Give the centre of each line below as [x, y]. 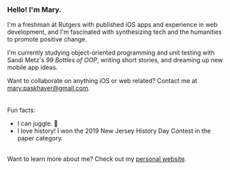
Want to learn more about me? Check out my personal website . [97, 159]
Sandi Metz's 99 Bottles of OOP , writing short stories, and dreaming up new [115, 60]
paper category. [40, 138]
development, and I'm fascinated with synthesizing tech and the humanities [115, 32]
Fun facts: [21, 110]
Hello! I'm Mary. [35, 10]
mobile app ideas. [32, 68]
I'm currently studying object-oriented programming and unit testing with [111, 53]
